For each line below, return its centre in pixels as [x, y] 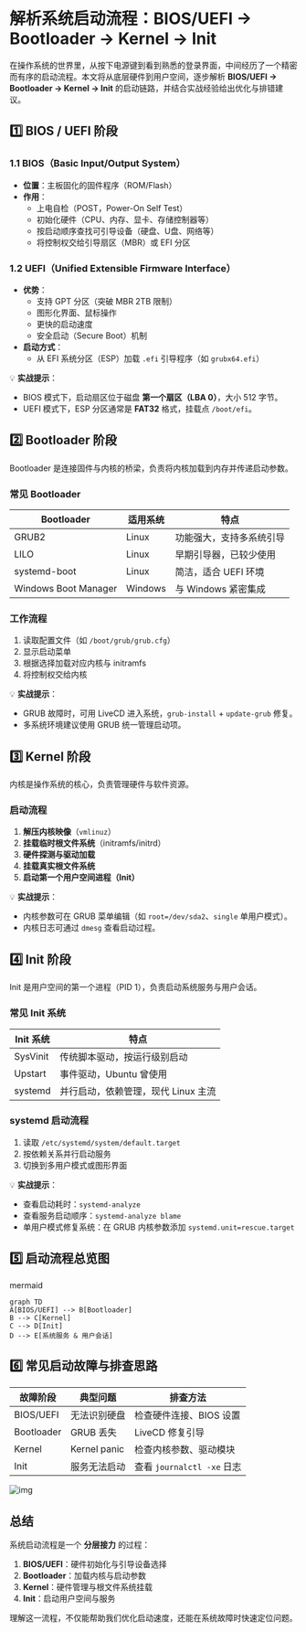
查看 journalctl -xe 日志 [188, 1467]
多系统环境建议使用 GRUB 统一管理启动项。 [104, 725]
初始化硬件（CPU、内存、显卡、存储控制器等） [125, 219]
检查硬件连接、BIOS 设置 [187, 1415]
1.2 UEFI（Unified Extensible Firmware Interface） [122, 268]
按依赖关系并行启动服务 [67, 1154]
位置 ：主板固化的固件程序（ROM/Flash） [100, 185]
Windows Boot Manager [66, 589]
